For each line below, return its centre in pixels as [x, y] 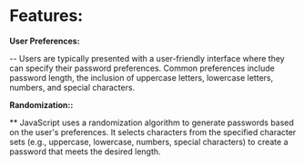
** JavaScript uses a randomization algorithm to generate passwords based [152, 122]
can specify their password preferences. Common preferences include [142, 68]
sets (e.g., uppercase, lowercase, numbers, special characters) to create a [149, 142]
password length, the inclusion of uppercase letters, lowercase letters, [142, 77]
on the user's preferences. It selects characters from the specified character [153, 132]
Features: [46, 16]
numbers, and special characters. [72, 87]
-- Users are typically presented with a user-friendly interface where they [147, 58]
